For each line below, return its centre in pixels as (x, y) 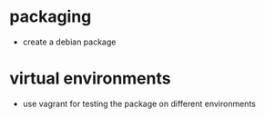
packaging (51, 17)
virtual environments (90, 79)
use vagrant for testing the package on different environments (139, 103)
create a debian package (69, 42)
